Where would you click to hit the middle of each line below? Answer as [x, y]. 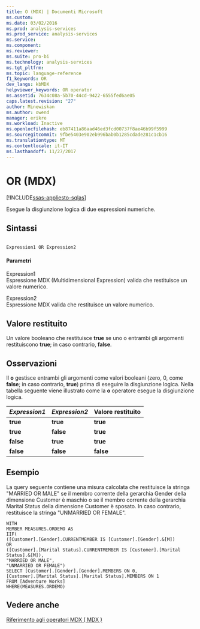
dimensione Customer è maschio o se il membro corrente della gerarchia [96, 500]
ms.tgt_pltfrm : [25, 68]
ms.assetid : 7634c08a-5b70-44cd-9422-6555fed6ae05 [71, 96]
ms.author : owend [28, 112]
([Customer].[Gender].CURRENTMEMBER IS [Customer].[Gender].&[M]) [91, 539]
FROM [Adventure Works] [36, 581]
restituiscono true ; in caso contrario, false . [59, 345]
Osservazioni [32, 363]
